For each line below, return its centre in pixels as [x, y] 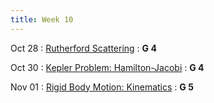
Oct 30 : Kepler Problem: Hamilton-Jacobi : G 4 [107, 67]
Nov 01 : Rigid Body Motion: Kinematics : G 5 [102, 87]
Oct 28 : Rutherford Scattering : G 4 [83, 48]
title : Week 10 [42, 19]
